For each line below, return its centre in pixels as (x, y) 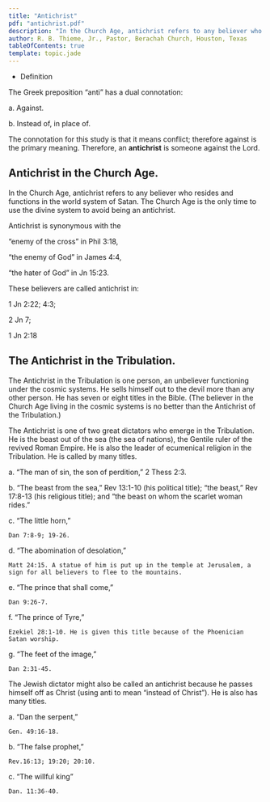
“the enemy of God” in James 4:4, (65, 257)
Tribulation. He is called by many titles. (73, 456)
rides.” (19, 505)
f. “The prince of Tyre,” (46, 617)
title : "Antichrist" (43, 16)
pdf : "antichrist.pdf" (46, 23)
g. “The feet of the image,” (53, 654)
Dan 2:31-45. (30, 668)
